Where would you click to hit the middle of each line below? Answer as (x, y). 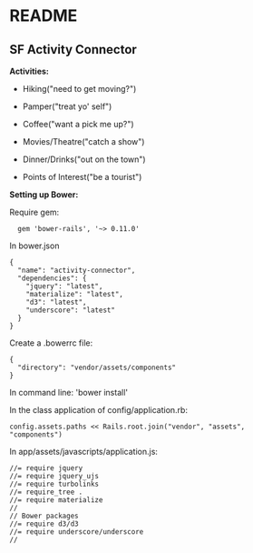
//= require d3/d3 (44, 524)
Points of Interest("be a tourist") (82, 177)
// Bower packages (44, 516)
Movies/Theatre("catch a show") (83, 141)
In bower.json (34, 246)
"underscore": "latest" (71, 310)
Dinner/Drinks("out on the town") (84, 159)
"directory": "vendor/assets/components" (97, 367)
